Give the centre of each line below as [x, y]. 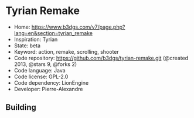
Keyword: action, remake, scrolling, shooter [67, 51]
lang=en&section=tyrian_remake [53, 33]
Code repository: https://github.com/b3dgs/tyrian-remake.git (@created [101, 58]
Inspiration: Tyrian [36, 39]
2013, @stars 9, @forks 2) [45, 64]
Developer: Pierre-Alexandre [48, 89]
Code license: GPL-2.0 [41, 77]
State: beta [27, 46]
